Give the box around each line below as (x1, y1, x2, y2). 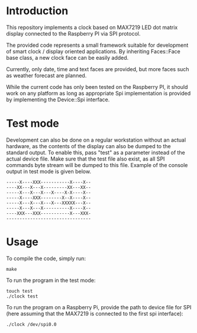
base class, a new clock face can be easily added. (6, 54, 129, 61)
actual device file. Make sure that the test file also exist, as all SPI (6, 155, 165, 162)
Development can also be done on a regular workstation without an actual (6, 136, 186, 143)
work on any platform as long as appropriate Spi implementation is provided (6, 89, 191, 97)
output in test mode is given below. (6, 168, 92, 175)
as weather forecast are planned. (6, 72, 87, 79)
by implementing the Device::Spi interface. (6, 96, 110, 103)
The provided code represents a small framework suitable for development (6, 41, 189, 49)
